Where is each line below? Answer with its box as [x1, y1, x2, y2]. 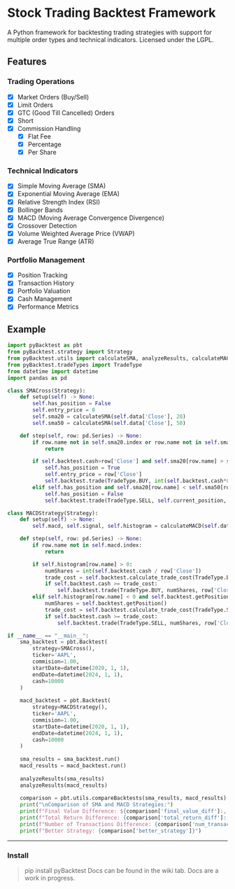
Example [7, 323, 46, 335]
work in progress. [24, 874, 76, 883]
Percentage [27, 140, 62, 148]
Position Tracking [17, 271, 68, 279]
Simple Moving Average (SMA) [17, 182, 106, 190]
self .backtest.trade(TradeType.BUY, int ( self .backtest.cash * [44, 477, 227, 484]
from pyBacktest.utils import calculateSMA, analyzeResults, [7, 355, 190, 362]
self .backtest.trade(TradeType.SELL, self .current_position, [44, 497, 227, 504]
